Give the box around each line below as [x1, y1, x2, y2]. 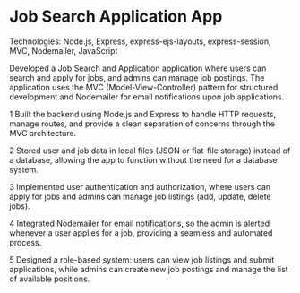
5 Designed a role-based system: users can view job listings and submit [9, 254, 275, 265]
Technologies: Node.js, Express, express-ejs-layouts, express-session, [9, 36, 271, 47]
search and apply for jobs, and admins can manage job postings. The [9, 72, 265, 82]
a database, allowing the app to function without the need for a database [9, 154, 278, 165]
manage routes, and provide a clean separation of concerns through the [9, 118, 276, 129]
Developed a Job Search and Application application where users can [9, 63, 267, 73]
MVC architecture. [9, 127, 77, 138]
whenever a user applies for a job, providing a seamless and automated [9, 227, 273, 238]
